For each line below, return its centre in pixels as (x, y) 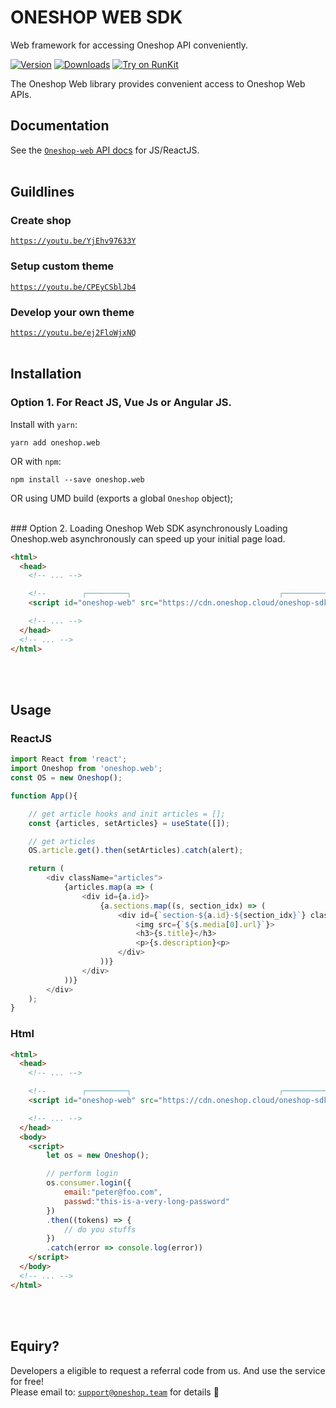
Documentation (60, 126)
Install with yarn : (44, 424)
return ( (46, 869)
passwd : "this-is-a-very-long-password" (146, 1201)
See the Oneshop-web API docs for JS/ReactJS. (105, 150)
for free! (27, 1381)
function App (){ (44, 796)
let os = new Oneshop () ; (98, 1156)
